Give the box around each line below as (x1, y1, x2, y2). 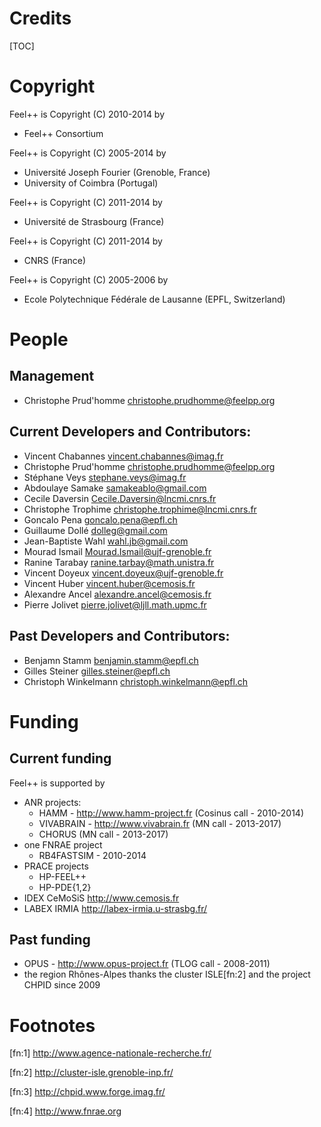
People (9, 328, 69, 351)
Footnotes (9, 1014, 96, 1037)
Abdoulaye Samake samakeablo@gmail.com (23, 482, 207, 494)
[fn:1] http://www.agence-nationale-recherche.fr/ (9, 1047, 212, 1059)
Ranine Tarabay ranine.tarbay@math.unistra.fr (23, 556, 215, 568)
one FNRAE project (23, 838, 103, 851)
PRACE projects (23, 860, 89, 872)
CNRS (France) (23, 254, 87, 266)
